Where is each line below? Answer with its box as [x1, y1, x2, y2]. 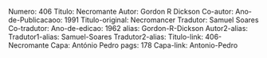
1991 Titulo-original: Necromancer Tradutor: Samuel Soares [64, 15, 259, 25]
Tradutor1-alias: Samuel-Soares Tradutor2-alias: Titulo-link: [8, 32, 204, 41]
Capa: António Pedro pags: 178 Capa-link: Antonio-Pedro [50, 41, 238, 50]
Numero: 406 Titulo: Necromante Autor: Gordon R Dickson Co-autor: [8, 7, 234, 16]
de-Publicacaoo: [8, 15, 63, 25]
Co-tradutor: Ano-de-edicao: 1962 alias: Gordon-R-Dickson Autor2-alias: [8, 24, 249, 33]
